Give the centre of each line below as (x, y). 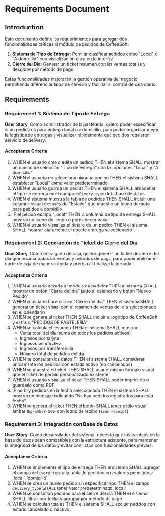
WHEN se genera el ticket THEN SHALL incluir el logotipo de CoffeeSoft (85, 317)
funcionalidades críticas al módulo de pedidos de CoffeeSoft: (67, 44)
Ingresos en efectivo (40, 344)
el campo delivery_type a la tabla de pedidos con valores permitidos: (82, 472)
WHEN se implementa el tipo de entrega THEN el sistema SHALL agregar (86, 467)
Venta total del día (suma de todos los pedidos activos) (75, 333)
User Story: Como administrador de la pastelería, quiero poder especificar (81, 124)
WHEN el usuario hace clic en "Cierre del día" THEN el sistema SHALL (83, 302)
